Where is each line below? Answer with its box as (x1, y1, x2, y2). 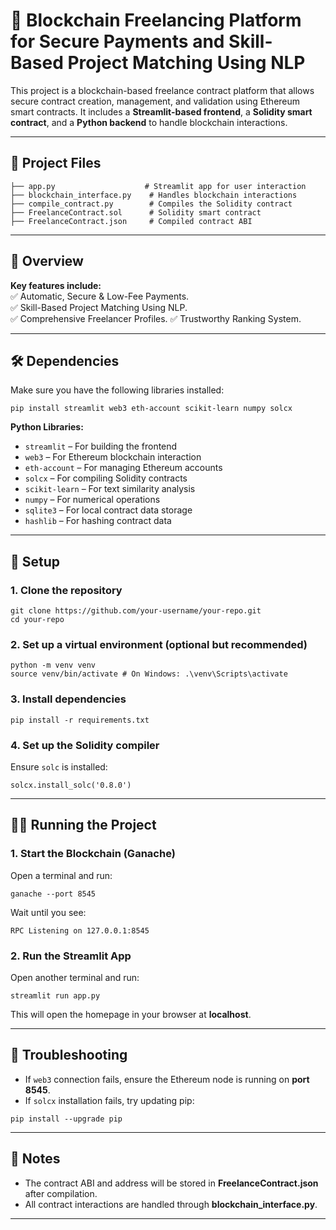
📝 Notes (10, 1150, 61, 1168)
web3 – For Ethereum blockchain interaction (24, 451, 202, 463)
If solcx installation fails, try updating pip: (24, 1094, 195, 1106)
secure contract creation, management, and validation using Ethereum (10, 95, 301, 107)
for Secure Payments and (10, 30, 225, 53)
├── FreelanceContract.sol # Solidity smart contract (10, 207, 262, 218)
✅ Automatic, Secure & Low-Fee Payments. (10, 290, 190, 302)
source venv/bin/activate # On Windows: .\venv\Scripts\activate (10, 669, 288, 679)
